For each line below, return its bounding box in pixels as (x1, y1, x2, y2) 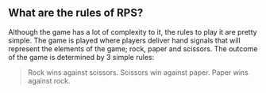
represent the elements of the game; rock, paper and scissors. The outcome (8, 43, 258, 54)
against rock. (27, 76, 71, 85)
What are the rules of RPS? (8, 6, 144, 20)
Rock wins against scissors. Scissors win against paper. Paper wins (27, 67, 249, 77)
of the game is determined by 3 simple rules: (8, 52, 155, 61)
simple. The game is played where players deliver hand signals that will (8, 35, 241, 45)
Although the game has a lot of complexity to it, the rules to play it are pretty (8, 27, 257, 36)
